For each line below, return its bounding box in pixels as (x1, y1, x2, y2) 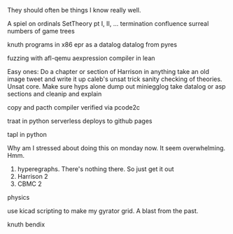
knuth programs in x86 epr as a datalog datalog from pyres (7, 41, 177, 48)
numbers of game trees (7, 27, 75, 35)
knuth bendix (7, 220, 45, 228)
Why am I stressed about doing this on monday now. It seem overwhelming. (7, 144, 226, 152)
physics (7, 193, 30, 201)
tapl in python (7, 131, 47, 138)
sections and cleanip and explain (7, 90, 102, 98)
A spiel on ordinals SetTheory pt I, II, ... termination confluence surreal (7, 20, 209, 27)
